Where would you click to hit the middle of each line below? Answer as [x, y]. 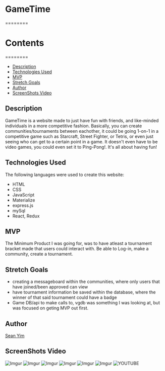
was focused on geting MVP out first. [50, 308]
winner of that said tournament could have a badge [65, 297]
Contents [25, 43]
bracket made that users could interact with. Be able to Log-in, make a [77, 249]
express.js [23, 205]
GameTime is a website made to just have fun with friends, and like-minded [82, 120]
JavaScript [23, 194]
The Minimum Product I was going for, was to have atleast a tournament [79, 243]
